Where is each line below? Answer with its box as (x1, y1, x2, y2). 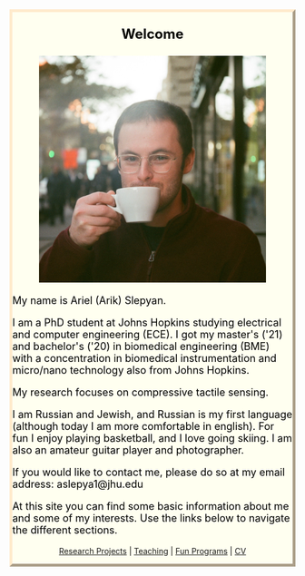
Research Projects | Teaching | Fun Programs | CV (58, 546, 247, 556)
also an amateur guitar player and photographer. (12, 444, 245, 456)
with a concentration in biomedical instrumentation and (12, 352, 277, 365)
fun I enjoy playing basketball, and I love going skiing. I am (12, 432, 292, 444)
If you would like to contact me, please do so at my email (12, 466, 286, 479)
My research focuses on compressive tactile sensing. (12, 386, 270, 398)
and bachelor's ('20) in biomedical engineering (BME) (12, 340, 271, 353)
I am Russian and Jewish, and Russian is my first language (12, 408, 293, 421)
